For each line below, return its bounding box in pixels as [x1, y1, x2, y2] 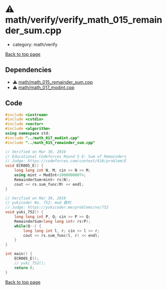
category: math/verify [12, 41, 58, 47]
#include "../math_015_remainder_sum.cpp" [5, 140, 95, 145]
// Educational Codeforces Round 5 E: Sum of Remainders [5, 154, 127, 159]
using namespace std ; [5, 131, 51, 136]
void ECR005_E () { [5, 163, 44, 169]
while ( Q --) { [14, 223, 42, 229]
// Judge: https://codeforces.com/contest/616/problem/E [5, 159, 127, 164]
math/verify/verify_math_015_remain [5, 14, 162, 26]
